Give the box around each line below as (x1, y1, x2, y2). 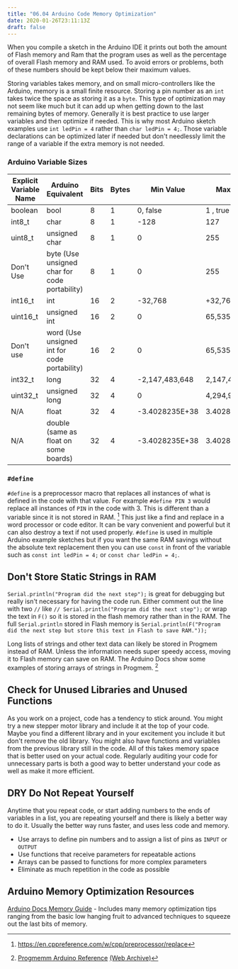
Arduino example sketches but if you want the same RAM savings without (7, 535, 222, 544)
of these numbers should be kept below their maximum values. (7, 65, 191, 74)
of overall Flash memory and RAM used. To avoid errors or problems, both (7, 58, 224, 67)
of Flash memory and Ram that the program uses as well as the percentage (7, 50, 227, 59)
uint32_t (11, 391, 39, 401)
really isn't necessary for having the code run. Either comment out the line (7, 597, 224, 606)
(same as (46, 427, 78, 437)
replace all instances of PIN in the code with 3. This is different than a (7, 504, 209, 512)
